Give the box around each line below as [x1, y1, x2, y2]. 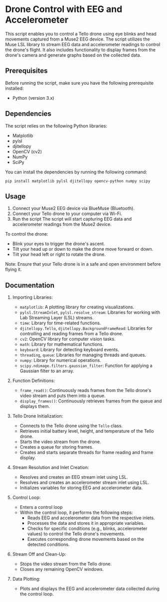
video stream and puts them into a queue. [19, 392, 106, 399]
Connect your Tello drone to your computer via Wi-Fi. [12, 211, 122, 217]
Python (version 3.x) [12, 95, 54, 101]
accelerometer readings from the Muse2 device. [12, 222, 112, 228]
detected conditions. [27, 541, 70, 547]
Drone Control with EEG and [5, 4, 123, 15]
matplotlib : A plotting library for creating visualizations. [19, 304, 135, 310]
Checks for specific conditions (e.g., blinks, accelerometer [27, 525, 148, 532]
